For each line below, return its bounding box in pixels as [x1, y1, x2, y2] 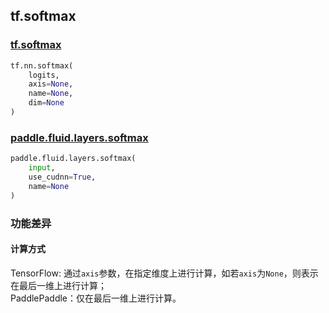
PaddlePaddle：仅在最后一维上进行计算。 [10, 292, 182, 304]
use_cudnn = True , [28, 172, 97, 182]
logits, [28, 70, 60, 80]
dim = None [28, 98, 65, 108]
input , [28, 163, 56, 173]
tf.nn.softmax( [10, 60, 74, 71]
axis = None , [28, 79, 74, 89]
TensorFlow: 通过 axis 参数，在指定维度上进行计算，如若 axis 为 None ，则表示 [10, 267, 319, 279]
